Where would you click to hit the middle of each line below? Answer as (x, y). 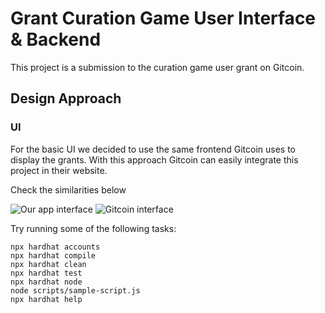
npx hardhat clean (48, 264)
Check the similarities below (68, 189)
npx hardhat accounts (55, 247)
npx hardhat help (46, 299)
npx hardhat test (46, 273)
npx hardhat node (46, 282)
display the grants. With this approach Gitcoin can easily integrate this (154, 159)
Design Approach (66, 98)
